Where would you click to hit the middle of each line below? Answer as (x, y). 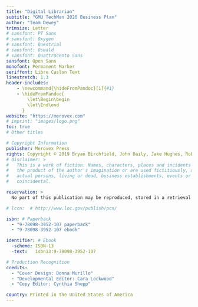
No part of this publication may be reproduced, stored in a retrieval (101, 197)
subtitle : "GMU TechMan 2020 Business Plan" (62, 17)
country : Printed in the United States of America (70, 295)
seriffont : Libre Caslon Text (43, 72)
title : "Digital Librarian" (41, 12)
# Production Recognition (38, 262)
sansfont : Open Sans (32, 61)
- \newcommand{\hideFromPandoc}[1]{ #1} (66, 89)
